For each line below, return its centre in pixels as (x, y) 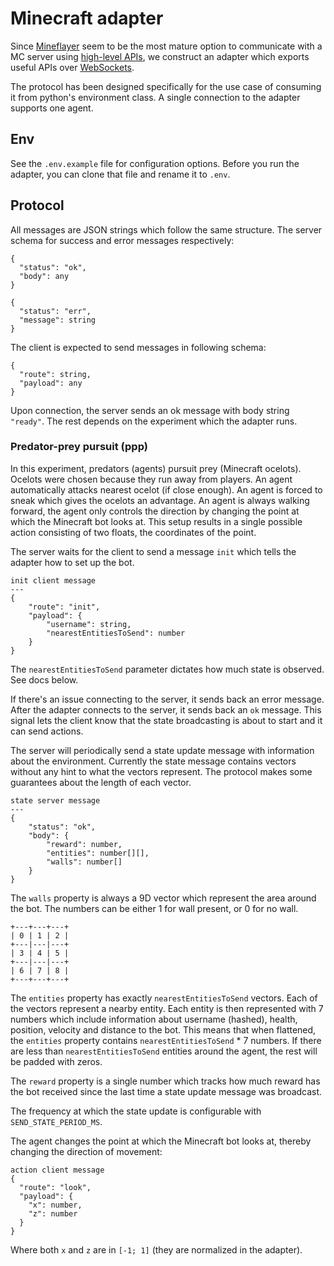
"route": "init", (64, 607)
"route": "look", (55, 1187)
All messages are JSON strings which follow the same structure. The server (166, 229)
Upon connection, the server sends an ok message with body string (150, 410)
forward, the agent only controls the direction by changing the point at (155, 511)
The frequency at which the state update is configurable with (136, 1111)
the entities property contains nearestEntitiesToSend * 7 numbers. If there (166, 1040)
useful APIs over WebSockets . (72, 67)
